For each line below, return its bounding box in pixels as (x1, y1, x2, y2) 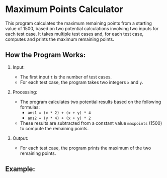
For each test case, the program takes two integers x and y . (20, 79, 143, 85)
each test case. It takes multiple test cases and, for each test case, (5, 31, 144, 37)
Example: (5, 165, 35, 173)
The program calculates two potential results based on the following (20, 99, 161, 105)
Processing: (12, 89, 38, 95)
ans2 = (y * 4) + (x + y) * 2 (27, 116, 91, 121)
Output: (12, 135, 29, 141)
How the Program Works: (5, 51, 86, 59)
